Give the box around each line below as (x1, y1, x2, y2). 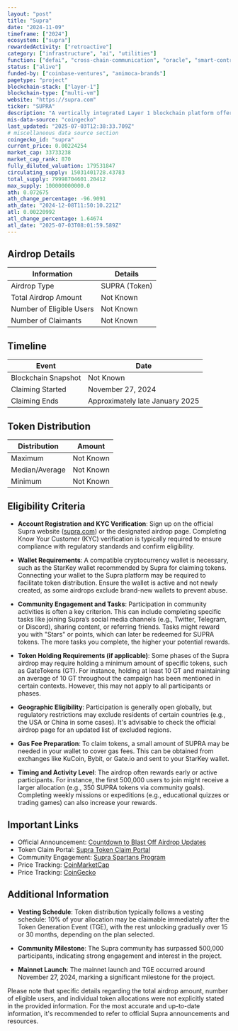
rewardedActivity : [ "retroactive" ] (7, 43, 113, 50)
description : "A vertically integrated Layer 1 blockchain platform (7, 109, 214, 117)
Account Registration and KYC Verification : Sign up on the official (17, 519, 214, 528)
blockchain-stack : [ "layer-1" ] (7, 83, 100, 90)
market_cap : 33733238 (7, 149, 72, 156)
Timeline (7, 340, 47, 352)
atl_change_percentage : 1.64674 (7, 215, 103, 222)
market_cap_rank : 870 (7, 156, 72, 163)
